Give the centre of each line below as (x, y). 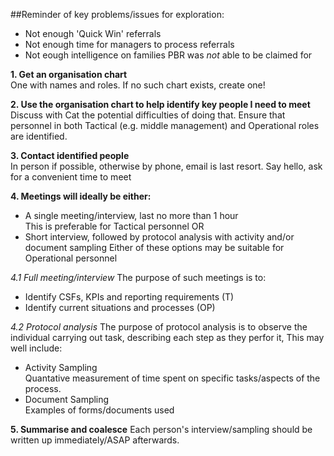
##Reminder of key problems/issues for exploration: (117, 14)
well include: (36, 348)
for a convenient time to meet (71, 177)
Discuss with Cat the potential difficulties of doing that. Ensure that (148, 115)
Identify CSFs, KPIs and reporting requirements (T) (129, 297)
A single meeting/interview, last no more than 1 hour (131, 215)
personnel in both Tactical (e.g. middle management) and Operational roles (165, 125)
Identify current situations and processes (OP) (120, 307)
